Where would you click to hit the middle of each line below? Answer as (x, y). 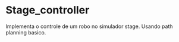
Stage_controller (48, 10)
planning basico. (26, 32)
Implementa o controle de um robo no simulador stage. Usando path (89, 26)
